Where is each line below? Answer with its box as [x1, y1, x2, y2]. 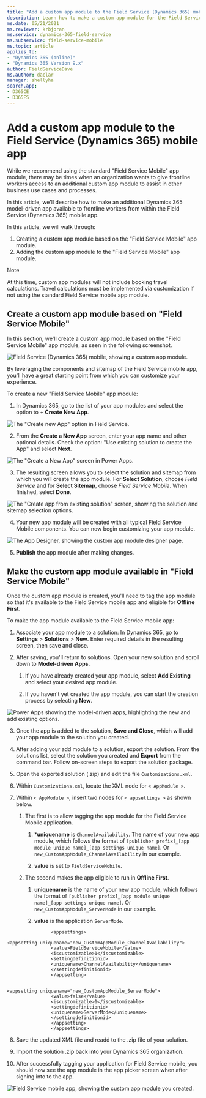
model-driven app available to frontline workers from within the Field [7, 204, 180, 212]
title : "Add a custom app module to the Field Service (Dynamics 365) [7, 9, 191, 15]
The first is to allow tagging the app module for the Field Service [24, 812, 187, 820]
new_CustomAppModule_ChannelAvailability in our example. [34, 850, 182, 857]
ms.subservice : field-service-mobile [7, 37, 103, 43]
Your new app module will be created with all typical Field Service [15, 518, 182, 526]
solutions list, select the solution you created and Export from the [15, 752, 181, 760]
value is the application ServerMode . [34, 917, 124, 925]
